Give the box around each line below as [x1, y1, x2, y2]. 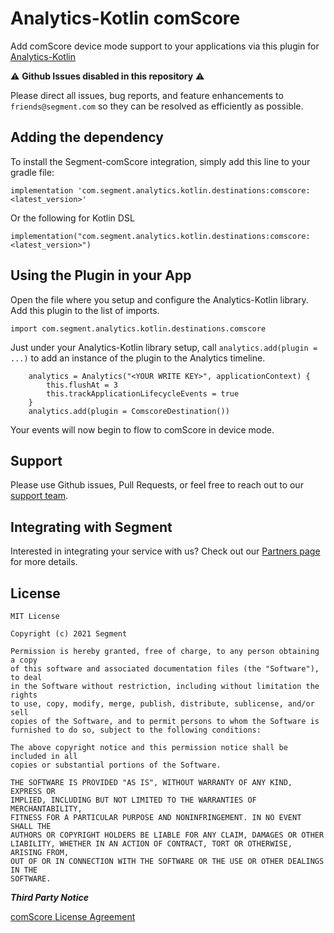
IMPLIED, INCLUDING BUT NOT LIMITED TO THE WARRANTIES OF [10, 795, 257, 805]
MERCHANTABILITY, [10, 804, 83, 814]
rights [10, 690, 38, 700]
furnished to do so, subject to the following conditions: [10, 725, 262, 735]
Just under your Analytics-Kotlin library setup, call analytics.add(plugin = [10, 341, 318, 353]
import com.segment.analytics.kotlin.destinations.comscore [10, 323, 267, 334]
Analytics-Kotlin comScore [10, 7, 241, 30]
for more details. [10, 556, 78, 568]
